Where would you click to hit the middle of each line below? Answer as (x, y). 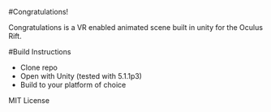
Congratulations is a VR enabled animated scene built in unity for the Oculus (136, 27)
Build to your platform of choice (73, 85)
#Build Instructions (40, 52)
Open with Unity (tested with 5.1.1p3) (81, 76)
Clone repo (39, 67)
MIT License (29, 100)
